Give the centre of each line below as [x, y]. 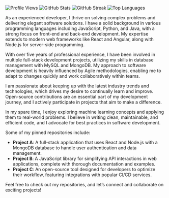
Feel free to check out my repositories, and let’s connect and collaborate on [84, 185]
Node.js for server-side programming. [45, 45]
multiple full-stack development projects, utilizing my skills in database [79, 60]
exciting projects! [23, 190]
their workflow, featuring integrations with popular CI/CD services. [82, 175]
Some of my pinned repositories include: [48, 133]
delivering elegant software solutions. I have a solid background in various [83, 23]
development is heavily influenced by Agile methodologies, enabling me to [83, 71]
